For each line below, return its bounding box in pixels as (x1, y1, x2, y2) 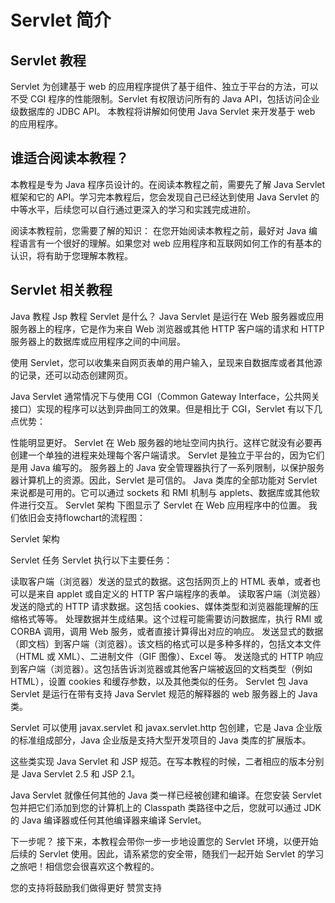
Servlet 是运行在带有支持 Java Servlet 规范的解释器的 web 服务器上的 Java (10, 687, 318, 700)
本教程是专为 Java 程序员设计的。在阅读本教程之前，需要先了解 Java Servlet (10, 178, 326, 190)
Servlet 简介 (10, 9, 112, 32)
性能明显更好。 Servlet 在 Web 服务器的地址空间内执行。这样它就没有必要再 (10, 436, 323, 448)
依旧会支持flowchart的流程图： (18, 511, 147, 523)
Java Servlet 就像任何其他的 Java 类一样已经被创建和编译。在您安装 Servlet (10, 789, 322, 801)
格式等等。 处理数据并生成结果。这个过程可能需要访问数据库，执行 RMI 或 (18, 612, 323, 625)
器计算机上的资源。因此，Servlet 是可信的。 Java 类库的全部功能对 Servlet (10, 474, 318, 486)
